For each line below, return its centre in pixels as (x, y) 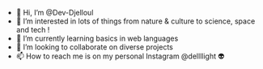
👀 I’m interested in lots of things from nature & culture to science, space (136, 21)
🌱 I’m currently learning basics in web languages (97, 38)
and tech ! (33, 30)
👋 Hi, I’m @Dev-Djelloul (55, 13)
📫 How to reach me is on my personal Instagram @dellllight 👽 (120, 56)
